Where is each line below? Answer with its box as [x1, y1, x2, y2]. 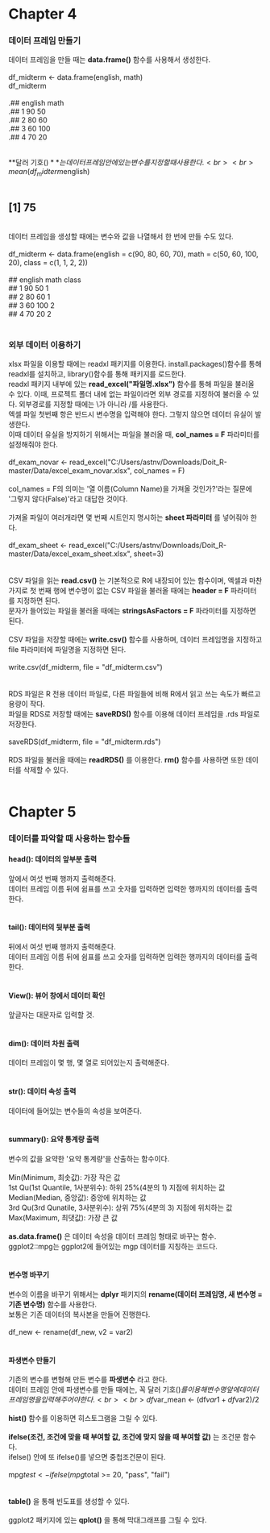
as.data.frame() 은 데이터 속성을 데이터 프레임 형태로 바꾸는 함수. [8, 1231, 217, 1241]
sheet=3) [133, 549, 164, 559]
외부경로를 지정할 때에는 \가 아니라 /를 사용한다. [19, 400, 168, 409]
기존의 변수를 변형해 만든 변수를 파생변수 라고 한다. [8, 1375, 168, 1385]
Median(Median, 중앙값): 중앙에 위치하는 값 [8, 1192, 147, 1202]
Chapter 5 [8, 803, 77, 821]
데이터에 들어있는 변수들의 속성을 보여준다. [8, 1106, 143, 1115]
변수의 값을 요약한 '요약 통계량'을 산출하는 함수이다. [8, 1153, 170, 1163]
